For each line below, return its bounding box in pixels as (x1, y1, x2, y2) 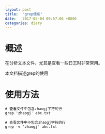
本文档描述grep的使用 (5, 70, 48, 76)
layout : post (5, 7, 31, 12)
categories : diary (5, 20, 42, 26)
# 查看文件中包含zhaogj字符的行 (5, 106, 62, 112)
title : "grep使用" (5, 12, 43, 17)
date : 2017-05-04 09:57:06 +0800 (5, 16, 77, 21)
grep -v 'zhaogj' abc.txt (5, 124, 57, 129)
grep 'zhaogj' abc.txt (5, 111, 51, 116)
